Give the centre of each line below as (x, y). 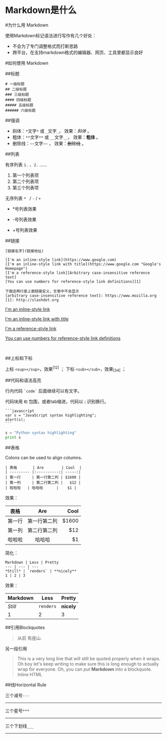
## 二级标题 (16, 89)
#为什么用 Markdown (27, 25)
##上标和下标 (19, 358)
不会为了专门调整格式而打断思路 (45, 46)
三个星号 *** (17, 711)
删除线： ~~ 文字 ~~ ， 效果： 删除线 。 (49, 143)
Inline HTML (30, 675)
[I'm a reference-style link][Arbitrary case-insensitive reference (78, 273)
